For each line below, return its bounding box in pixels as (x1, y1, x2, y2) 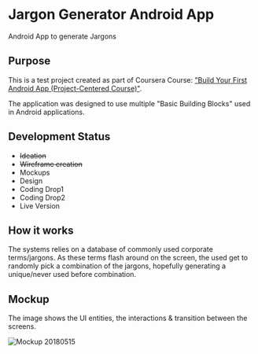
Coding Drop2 (19, 193, 65, 202)
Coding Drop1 (19, 184, 64, 194)
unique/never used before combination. (8, 270, 136, 279)
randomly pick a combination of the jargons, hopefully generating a (8, 261, 227, 271)
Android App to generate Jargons (8, 31, 116, 41)
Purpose (8, 54, 51, 68)
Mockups (19, 168, 50, 177)
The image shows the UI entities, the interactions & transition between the (8, 313, 248, 323)
